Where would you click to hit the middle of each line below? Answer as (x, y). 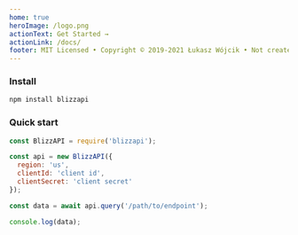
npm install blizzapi (49, 100)
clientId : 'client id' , (61, 174)
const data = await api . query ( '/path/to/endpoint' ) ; (109, 206)
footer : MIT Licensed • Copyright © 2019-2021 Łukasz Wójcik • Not (137, 51)
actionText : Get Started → (59, 34)
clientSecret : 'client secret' (75, 182)
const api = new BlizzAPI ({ (61, 157)
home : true (29, 17)
